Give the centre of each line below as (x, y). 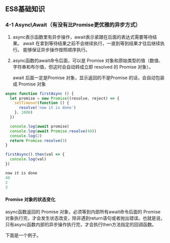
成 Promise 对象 (29, 84)
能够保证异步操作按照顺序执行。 (56, 49)
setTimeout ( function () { (42, 103)
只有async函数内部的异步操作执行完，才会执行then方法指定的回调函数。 (81, 224)
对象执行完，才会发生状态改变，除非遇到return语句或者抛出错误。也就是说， (85, 218)
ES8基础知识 (25, 9)
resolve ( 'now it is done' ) (47, 108)
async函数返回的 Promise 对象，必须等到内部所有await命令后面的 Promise (83, 211)
